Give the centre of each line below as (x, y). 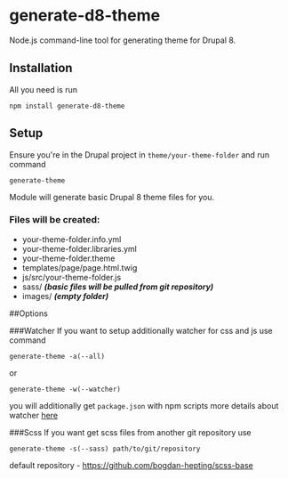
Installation (41, 68)
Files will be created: (55, 220)
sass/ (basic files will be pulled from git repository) (118, 287)
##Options (29, 313)
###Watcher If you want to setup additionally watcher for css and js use (141, 330)
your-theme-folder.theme (68, 258)
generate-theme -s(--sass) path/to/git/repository (105, 449)
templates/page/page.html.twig (80, 267)
